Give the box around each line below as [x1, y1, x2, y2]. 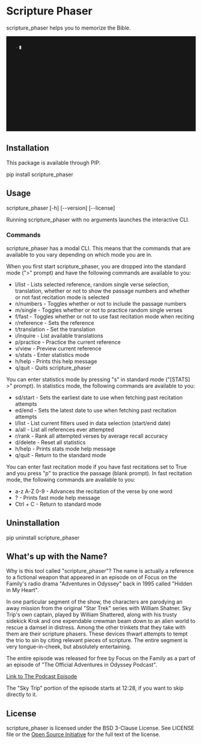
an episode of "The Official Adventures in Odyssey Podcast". [6, 661, 158, 669]
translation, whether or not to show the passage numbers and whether [14, 287, 190, 294]
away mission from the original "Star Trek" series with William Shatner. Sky [6, 605, 192, 612]
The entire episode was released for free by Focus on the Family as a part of [6, 655, 196, 662]
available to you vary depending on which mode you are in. [6, 251, 153, 258]
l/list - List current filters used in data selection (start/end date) [14, 419, 171, 426]
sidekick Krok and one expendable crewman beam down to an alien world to [6, 617, 195, 625]
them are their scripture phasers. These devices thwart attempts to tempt [6, 630, 188, 637]
